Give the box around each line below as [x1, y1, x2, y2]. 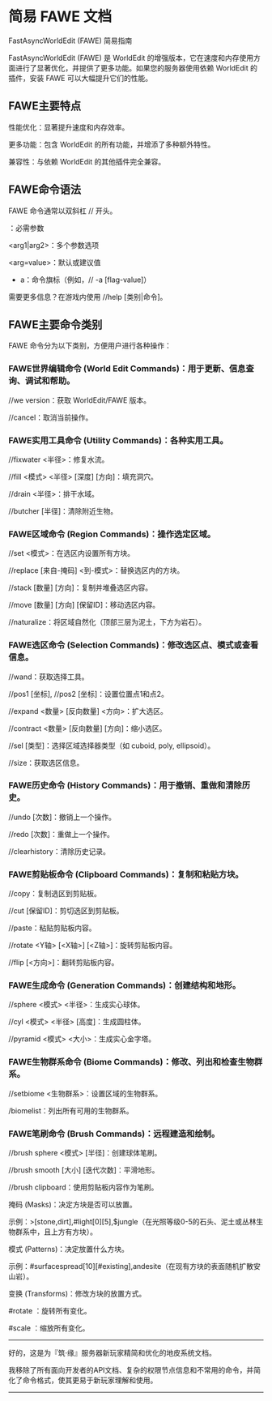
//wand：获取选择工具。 [8, 672, 89, 681]
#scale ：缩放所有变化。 [8, 1323, 90, 1333]
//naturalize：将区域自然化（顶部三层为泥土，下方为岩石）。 [8, 617, 206, 627]
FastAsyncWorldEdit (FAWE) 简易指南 [8, 36, 133, 45]
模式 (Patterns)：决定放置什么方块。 [8, 1245, 130, 1254]
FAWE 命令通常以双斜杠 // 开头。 [8, 206, 117, 216]
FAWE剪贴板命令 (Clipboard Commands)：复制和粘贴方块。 [8, 869, 244, 880]
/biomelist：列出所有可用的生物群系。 [8, 1105, 134, 1115]
